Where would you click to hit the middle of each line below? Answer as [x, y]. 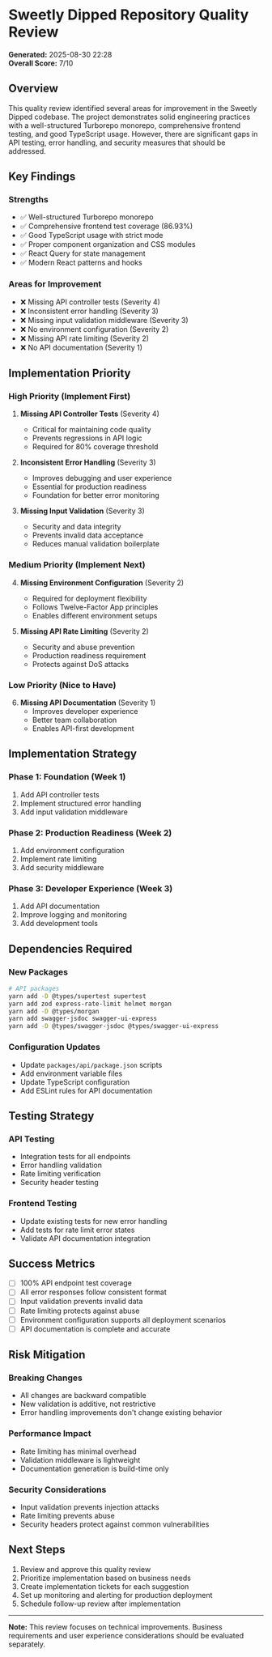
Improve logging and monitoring [73, 915]
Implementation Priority [70, 374]
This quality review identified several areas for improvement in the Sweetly [133, 108]
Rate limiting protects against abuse [80, 1311]
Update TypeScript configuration [75, 1081]
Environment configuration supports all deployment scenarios [123, 1319]
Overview [34, 89]
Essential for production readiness [89, 486]
